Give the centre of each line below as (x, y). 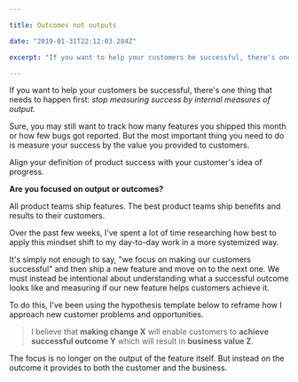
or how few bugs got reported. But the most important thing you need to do (147, 136)
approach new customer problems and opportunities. (106, 314)
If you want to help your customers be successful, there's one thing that (141, 91)
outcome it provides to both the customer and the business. (118, 368)
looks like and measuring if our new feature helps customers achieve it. (140, 288)
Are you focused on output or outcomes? (86, 189)
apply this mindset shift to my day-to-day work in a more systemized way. (144, 243)
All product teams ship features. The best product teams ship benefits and (145, 206)
